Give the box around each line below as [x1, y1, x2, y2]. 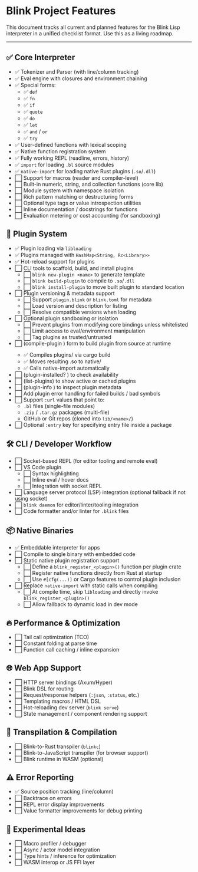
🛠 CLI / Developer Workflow [6, 439, 112, 449]
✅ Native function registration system [14, 147, 106, 154]
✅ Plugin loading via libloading [14, 245, 92, 252]
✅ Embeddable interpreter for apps [14, 544, 100, 551]
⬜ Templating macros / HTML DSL [14, 697, 101, 705]
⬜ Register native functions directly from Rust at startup [23, 570, 162, 577]
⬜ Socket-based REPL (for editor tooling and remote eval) [14, 458, 158, 465]
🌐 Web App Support [6, 663, 81, 673]
